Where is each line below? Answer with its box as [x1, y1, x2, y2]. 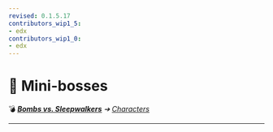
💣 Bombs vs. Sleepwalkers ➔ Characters [8, 104, 150, 114]
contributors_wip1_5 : [8, 19, 82, 28]
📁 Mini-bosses [8, 77, 108, 96]
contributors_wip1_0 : [8, 34, 82, 43]
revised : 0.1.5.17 [8, 11, 71, 20]
